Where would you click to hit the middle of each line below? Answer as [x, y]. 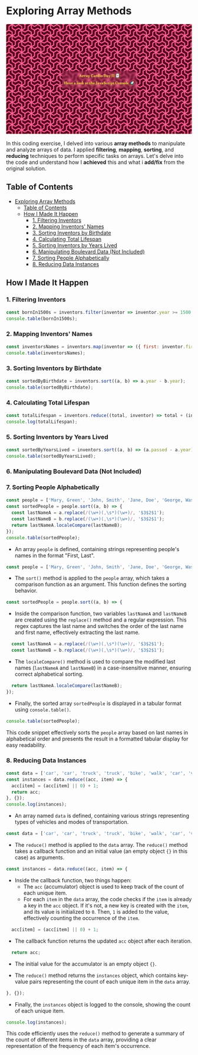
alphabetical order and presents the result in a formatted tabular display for [97, 739]
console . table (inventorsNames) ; [46, 353]
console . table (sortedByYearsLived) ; [51, 457]
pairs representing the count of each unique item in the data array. [110, 981]
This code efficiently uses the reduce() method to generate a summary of [95, 1034]
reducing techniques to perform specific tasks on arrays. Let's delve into [95, 156]
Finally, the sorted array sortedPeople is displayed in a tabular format [98, 703]
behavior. [26, 591]
